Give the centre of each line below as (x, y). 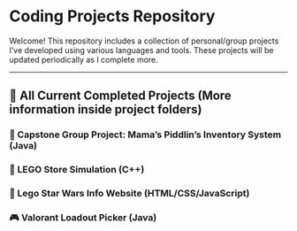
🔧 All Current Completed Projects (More (120, 96)
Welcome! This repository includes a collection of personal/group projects (144, 41)
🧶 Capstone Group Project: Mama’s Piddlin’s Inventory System (145, 135)
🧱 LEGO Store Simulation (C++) (77, 170)
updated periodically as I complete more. (84, 59)
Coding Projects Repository (112, 16)
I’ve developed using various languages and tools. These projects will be (141, 50)
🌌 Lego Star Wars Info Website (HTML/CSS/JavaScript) (129, 194)
